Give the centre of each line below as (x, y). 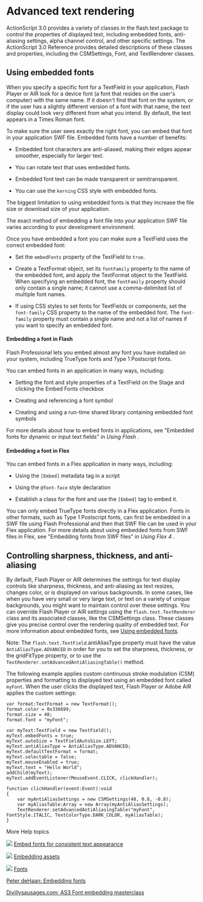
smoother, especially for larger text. (59, 155)
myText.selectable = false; (42, 757)
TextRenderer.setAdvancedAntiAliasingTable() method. (76, 662)
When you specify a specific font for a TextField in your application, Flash (98, 87)
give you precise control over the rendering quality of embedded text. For (98, 625)
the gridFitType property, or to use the (54, 655)
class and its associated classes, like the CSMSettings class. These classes (100, 618)
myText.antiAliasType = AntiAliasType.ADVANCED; (69, 746)
